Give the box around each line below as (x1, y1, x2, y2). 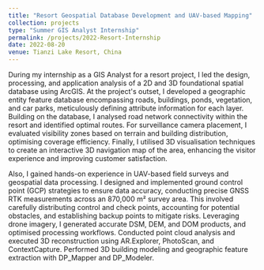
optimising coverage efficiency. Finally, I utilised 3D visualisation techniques (8, 137, 255, 146)
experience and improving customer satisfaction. (8, 154, 168, 163)
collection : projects (8, 19, 80, 27)
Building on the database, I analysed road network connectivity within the (8, 112, 247, 121)
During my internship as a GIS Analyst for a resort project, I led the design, (8, 70, 251, 79)
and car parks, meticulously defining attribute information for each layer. (8, 103, 244, 113)
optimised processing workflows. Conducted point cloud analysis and (8, 228, 236, 237)
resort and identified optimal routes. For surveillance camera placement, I (8, 120, 247, 129)
